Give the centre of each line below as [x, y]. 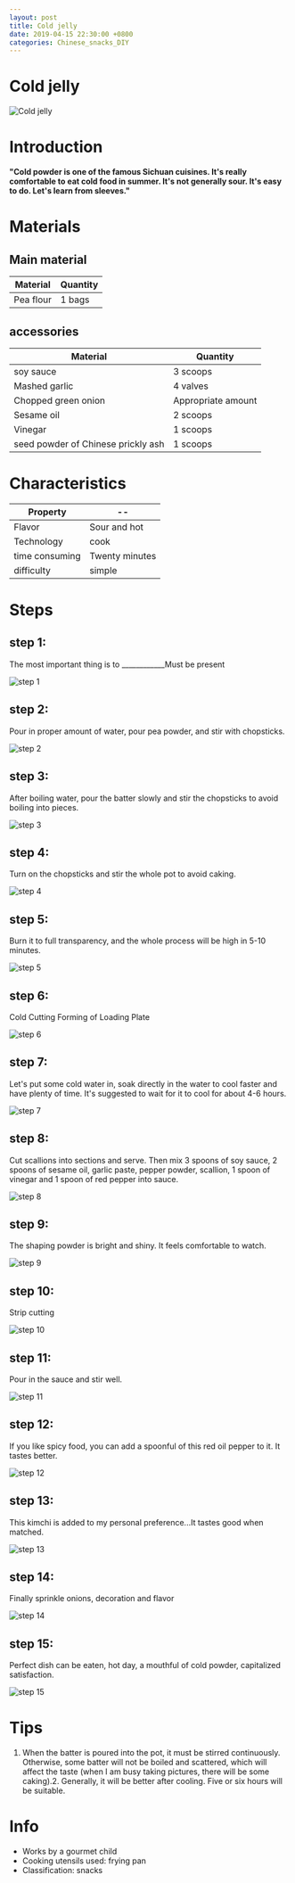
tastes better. [33, 1455]
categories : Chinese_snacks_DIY [69, 42]
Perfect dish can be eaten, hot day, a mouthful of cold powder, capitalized [145, 1665]
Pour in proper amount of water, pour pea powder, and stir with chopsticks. [147, 731]
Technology [39, 541]
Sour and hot [117, 527]
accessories [44, 331]
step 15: [32, 1644]
